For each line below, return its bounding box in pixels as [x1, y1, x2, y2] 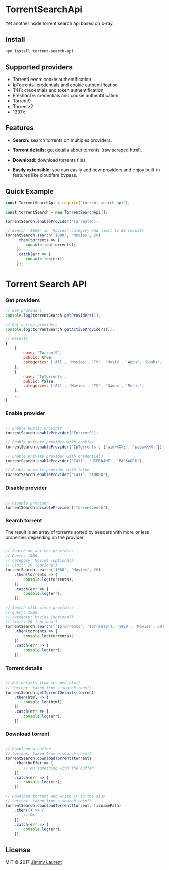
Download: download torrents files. [12, 157, 87, 163]
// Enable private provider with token [5, 467, 90, 472]
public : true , [23, 355, 53, 360]
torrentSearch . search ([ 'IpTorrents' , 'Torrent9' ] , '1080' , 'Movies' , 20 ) [5, 624, 165, 629]
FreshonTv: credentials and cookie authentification [12, 93, 119, 99]
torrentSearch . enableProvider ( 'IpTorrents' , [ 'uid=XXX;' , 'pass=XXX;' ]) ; [5, 444, 165, 450]
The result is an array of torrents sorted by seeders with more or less [5, 529, 150, 535]
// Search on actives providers [5, 548, 74, 553]
